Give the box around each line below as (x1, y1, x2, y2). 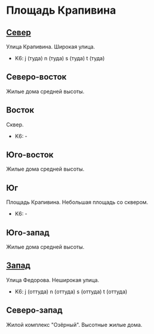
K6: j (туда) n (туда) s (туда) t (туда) (14, 55, 105, 61)
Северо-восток (6, 72, 67, 82)
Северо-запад (6, 305, 63, 316)
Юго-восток (6, 150, 54, 160)
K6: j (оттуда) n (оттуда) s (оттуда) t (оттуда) (14, 287, 128, 295)
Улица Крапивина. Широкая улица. (6, 43, 96, 50)
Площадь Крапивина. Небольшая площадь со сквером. (6, 199, 149, 206)
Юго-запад (6, 227, 50, 237)
